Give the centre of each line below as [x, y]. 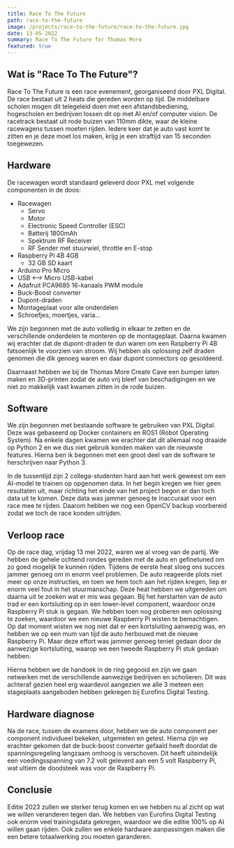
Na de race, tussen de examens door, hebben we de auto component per [112, 731]
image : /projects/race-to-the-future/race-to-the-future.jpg [98, 27]
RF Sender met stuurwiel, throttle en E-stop [90, 248]
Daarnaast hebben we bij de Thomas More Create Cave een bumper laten [114, 372]
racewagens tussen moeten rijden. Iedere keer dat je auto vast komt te [109, 128]
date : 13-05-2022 [32, 33]
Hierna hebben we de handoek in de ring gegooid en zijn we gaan [102, 670]
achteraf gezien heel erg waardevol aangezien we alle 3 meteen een [105, 685]
